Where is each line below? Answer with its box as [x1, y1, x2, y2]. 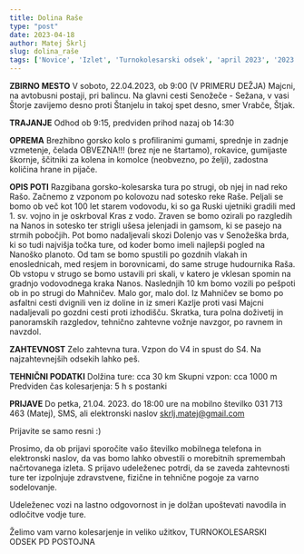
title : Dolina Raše [9, 13, 83, 23]
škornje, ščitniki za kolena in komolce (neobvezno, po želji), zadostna [9, 154, 269, 164]
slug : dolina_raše [9, 47, 79, 56]
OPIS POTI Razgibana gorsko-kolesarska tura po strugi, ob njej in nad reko [9, 182, 288, 192]
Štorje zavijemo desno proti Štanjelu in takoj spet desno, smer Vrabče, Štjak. [9, 100, 295, 110]
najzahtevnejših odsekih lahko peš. [9, 353, 141, 364]
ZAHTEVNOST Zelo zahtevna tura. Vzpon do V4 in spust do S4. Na [9, 344, 261, 354]
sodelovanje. [9, 482, 57, 492]
